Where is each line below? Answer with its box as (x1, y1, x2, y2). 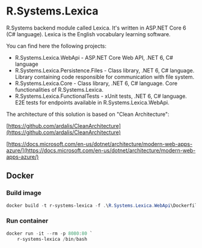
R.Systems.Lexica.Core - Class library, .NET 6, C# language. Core (14, 80, 178, 87)
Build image (6, 189, 42, 197)
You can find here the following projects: (6, 42, 107, 49)
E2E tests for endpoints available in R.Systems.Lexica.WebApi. (14, 98, 170, 106)
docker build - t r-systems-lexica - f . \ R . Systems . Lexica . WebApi (6, 202, 171, 209)
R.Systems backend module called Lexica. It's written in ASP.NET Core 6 (6, 24, 186, 31)
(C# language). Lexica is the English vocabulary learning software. (6, 30, 171, 37)
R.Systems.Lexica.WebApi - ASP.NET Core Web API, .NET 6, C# (14, 54, 173, 61)
